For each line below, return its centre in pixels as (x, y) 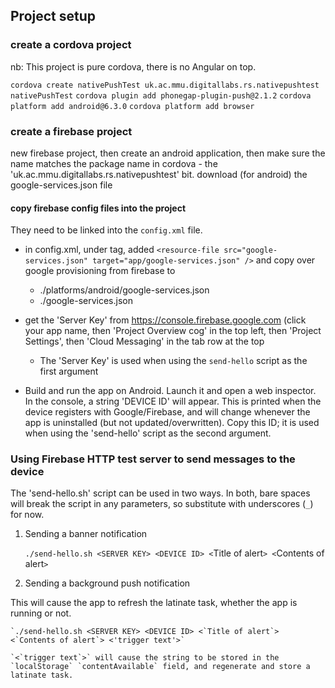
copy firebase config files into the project (98, 208)
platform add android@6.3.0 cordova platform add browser (132, 106)
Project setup (53, 16)
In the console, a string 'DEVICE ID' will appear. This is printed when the (173, 401)
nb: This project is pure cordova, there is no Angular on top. (133, 66)
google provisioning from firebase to (100, 271)
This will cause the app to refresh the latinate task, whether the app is (154, 603)
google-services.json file (61, 185)
